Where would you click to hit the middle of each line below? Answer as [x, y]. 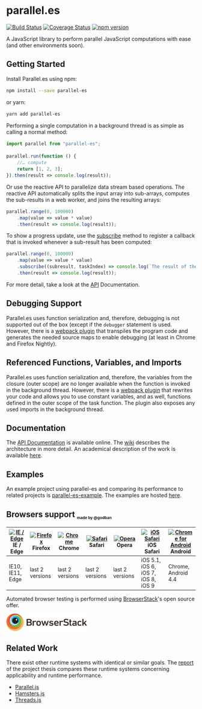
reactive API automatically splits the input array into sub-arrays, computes [98, 193]
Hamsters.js [30, 693]
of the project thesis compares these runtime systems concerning [88, 669]
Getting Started [36, 64]
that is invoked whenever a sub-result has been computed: [79, 242]
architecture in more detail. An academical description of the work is [91, 449]
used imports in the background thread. [55, 409]
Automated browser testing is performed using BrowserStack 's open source [101, 599]
